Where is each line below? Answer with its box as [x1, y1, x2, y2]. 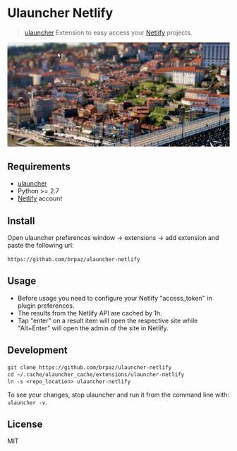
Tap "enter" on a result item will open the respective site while [17, 316, 198, 325]
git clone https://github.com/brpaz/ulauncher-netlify [7, 363, 172, 371]
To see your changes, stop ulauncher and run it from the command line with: [7, 390, 229, 399]
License [7, 419, 43, 431]
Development [7, 344, 68, 356]
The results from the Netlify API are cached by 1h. [17, 308, 162, 317]
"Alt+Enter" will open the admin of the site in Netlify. [17, 323, 169, 332]
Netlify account [17, 194, 63, 203]
